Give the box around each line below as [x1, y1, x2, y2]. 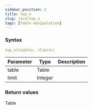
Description [58, 59, 86, 65]
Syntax [5, 37, 22, 44]
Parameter [7, 59, 32, 65]
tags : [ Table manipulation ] [5, 20, 62, 26]
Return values [5, 89, 39, 96]
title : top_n [5, 12, 31, 16]
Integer [36, 75, 53, 81]
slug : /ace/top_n [5, 16, 40, 21]
